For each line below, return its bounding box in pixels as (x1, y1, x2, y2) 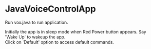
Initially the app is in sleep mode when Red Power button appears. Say (5, 29, 147, 34)
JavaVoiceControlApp (5, 3, 96, 15)
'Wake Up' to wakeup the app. (5, 34, 66, 40)
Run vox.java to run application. (5, 19, 68, 25)
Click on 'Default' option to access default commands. (5, 39, 114, 45)
